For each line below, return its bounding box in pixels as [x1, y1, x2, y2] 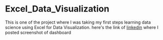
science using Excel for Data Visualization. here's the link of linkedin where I [5, 24, 159, 30]
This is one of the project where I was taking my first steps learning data [5, 19, 151, 25]
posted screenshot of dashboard [5, 29, 71, 35]
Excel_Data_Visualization [5, 3, 110, 14]
